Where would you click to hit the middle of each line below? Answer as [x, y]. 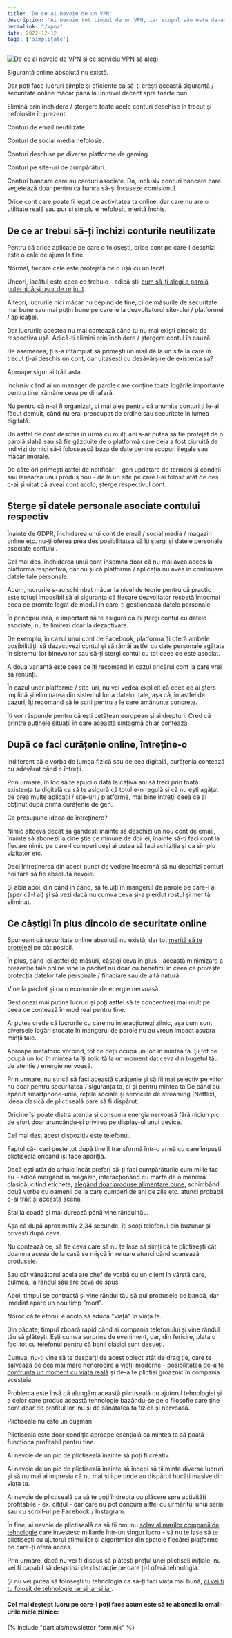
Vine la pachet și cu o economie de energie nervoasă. [84, 989]
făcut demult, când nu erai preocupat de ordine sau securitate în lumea [108, 413]
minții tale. [22, 1038]
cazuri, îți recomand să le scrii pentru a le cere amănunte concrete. [103, 702]
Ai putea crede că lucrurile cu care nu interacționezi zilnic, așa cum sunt [110, 1023]
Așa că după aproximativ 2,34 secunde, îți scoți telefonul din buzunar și [109, 1226]
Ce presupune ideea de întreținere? [58, 818]
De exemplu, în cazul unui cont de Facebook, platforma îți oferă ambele [108, 638]
